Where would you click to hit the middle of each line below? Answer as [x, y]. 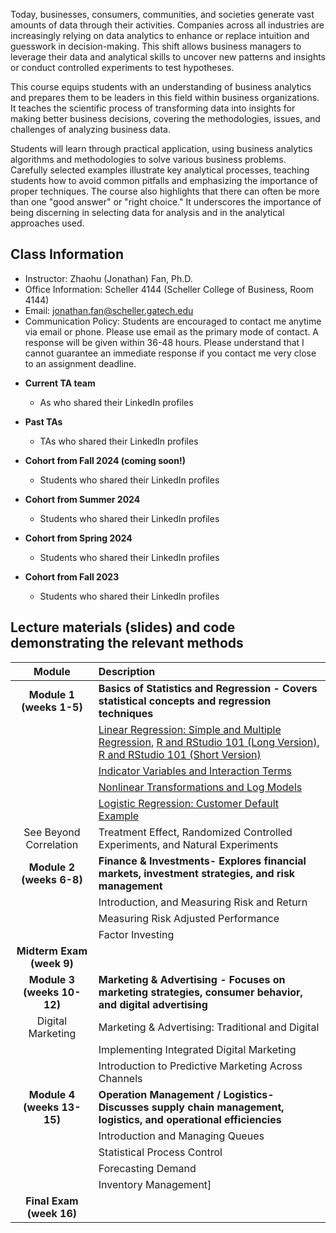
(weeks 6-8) [52, 879]
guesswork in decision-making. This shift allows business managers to [156, 46]
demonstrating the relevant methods [127, 643]
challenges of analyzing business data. [90, 129]
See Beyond [52, 832]
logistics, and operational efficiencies [190, 1119]
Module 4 [52, 1094]
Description [127, 671]
